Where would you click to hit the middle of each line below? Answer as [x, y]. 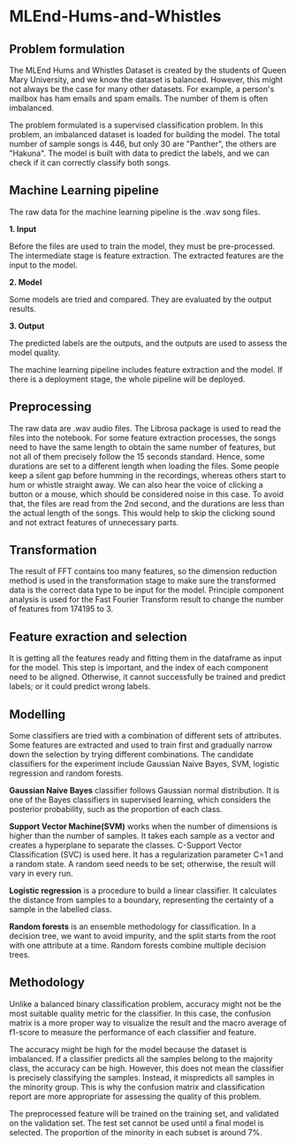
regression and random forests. [66, 773]
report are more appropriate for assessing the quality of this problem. [135, 1096]
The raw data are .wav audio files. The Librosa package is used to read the [145, 428]
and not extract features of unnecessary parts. [94, 522]
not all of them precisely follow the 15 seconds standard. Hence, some [137, 456]
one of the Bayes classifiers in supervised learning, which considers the [140, 800]
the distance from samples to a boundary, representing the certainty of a [141, 900]
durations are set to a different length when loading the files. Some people [144, 466]
